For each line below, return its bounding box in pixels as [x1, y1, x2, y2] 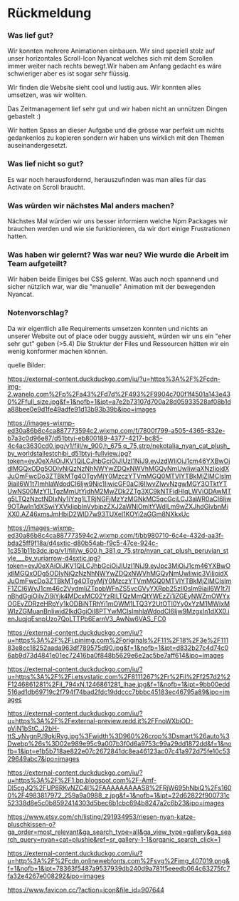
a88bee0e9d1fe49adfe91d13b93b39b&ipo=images [7, 404, 156, 413]
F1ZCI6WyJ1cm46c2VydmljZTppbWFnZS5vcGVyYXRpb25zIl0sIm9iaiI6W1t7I [7, 584, 230, 593]
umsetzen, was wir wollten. [7, 91, 87, 99]
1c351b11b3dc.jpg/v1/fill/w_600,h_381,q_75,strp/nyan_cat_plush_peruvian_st [7, 546, 229, 554]
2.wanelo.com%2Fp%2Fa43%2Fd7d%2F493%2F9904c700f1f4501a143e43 [7, 390, 231, 398]
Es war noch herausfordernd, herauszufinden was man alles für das [7, 175, 206, 183]
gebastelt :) [7, 112, 41, 121]
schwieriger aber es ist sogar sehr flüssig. [7, 69, 131, 78]
